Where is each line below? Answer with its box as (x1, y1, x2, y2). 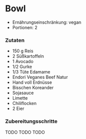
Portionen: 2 (12, 24, 38, 30)
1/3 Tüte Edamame (12, 69, 50, 75)
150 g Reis (12, 48, 34, 54)
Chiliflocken (12, 101, 37, 106)
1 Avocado (12, 59, 34, 65)
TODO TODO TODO (5, 129, 45, 135)
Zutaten (5, 36, 25, 43)
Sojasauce (12, 90, 34, 96)
